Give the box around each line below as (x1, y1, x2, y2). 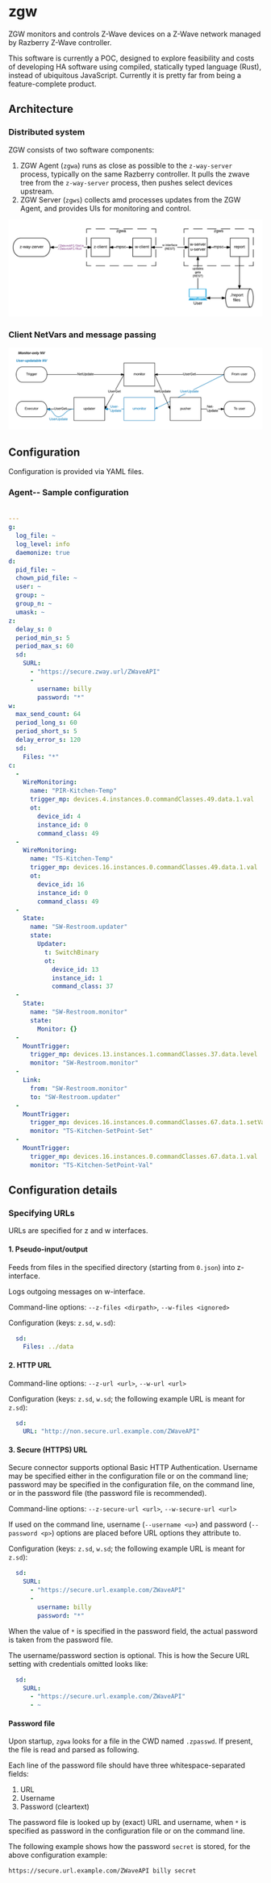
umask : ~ (15, 608, 45, 616)
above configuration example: (8, 1850, 107, 1860)
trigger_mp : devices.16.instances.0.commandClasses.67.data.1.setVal (29, 1119, 269, 1127)
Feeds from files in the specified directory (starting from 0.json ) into (8, 1262, 236, 1272)
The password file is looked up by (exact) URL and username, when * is (8, 1818, 247, 1827)
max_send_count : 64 (15, 710, 81, 719)
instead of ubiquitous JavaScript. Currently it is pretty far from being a (8, 70, 242, 80)
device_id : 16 (37, 880, 85, 889)
